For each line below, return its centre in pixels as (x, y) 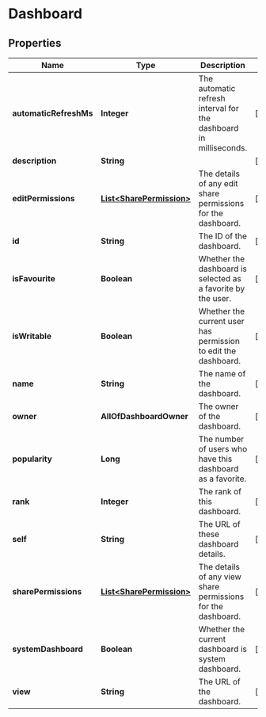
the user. (215, 298)
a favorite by (222, 288)
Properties (35, 43)
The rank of (220, 492)
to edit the (217, 351)
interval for (218, 108)
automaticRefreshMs (53, 113)
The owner (218, 406)
